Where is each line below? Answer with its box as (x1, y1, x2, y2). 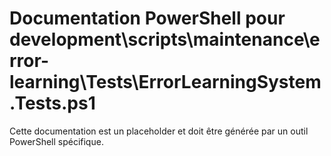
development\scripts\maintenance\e (9, 28, 321, 51)
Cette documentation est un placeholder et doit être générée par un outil (9, 125, 309, 137)
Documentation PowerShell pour (9, 7, 286, 30)
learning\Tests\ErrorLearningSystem (9, 71, 322, 94)
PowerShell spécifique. (9, 135, 104, 147)
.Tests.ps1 (9, 92, 96, 115)
